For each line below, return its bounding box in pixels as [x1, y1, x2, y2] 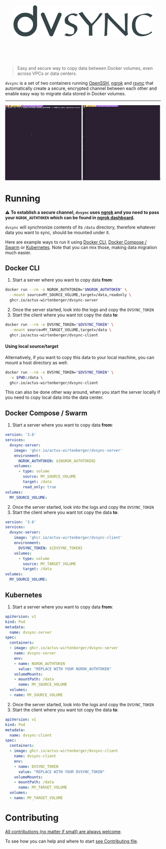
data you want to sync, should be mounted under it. [5, 229, 110, 235]
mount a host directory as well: [5, 360, 68, 365]
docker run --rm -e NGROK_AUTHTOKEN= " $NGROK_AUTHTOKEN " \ [5, 287, 127, 292]
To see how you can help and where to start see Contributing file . [5, 838, 138, 844]
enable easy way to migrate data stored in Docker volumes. [5, 90, 126, 96]
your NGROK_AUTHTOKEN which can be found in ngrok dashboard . [5, 214, 135, 220]
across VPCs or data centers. [17, 70, 78, 76]
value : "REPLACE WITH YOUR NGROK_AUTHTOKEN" [18, 667, 112, 671]
